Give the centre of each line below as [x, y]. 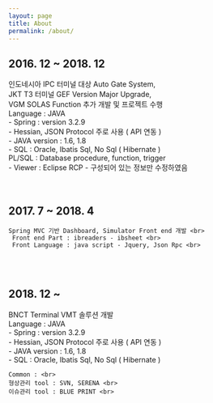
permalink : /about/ [41, 31]
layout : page [30, 16]
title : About [30, 23]
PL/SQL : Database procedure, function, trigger [87, 158]
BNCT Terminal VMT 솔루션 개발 [61, 314]
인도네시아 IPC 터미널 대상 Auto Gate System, [82, 84]
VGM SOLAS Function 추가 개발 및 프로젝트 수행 [86, 104]
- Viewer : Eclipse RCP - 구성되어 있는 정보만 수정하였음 [98, 168]
